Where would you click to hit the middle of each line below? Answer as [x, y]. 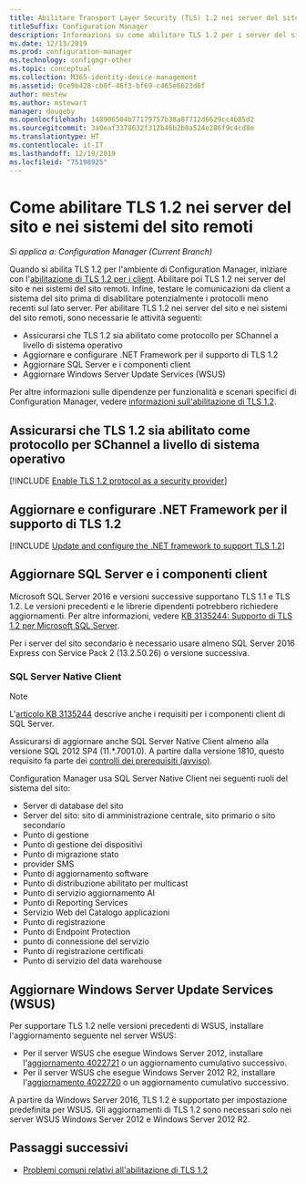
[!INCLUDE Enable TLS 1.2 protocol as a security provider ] [118, 481]
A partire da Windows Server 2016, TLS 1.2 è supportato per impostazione [148, 1099]
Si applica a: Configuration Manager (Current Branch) [111, 252]
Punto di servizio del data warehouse [92, 961]
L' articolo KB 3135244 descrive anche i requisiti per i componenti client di [148, 714]
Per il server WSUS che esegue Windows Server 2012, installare [143, 1053]
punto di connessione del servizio [86, 941]
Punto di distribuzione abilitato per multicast [105, 883]
